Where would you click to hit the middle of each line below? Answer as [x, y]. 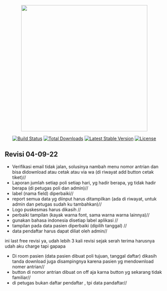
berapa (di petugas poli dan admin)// [50, 188]
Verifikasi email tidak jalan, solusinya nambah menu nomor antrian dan [85, 166]
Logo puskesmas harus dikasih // [46, 209]
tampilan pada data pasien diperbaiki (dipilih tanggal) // [69, 225]
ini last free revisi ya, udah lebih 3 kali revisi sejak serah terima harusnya [80, 240]
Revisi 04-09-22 [32, 154]
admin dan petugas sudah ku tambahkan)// [57, 204]
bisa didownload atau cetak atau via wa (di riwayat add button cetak [83, 172]
